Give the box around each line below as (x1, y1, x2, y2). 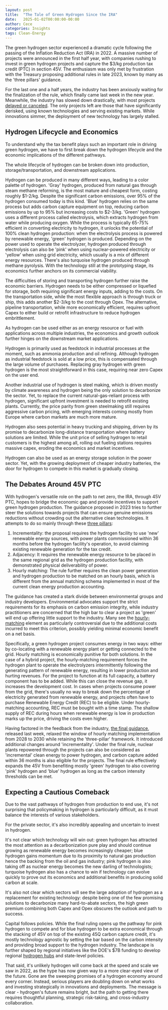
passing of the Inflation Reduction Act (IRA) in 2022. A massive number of (5, 50, 158, 56)
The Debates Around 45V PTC (5, 480, 101, 489)
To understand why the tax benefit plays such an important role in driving (5, 141, 157, 147)
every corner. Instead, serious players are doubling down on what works (5, 978, 155, 985)
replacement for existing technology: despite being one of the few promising (5, 895, 163, 901)
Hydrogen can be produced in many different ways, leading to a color (5, 177, 149, 183)
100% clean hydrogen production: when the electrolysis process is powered (5, 230, 162, 236)
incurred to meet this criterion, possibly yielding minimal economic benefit (5, 625, 158, 631)
